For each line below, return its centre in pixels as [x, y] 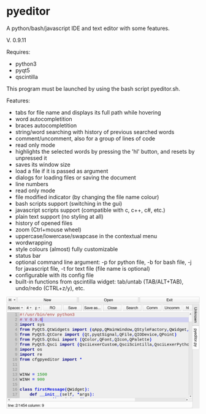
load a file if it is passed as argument [62, 171]
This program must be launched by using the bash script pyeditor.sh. [93, 88]
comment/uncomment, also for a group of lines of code [85, 138]
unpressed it [31, 158]
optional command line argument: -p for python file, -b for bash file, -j [103, 262]
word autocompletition [44, 119]
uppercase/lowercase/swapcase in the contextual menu [86, 236]
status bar [28, 255]
